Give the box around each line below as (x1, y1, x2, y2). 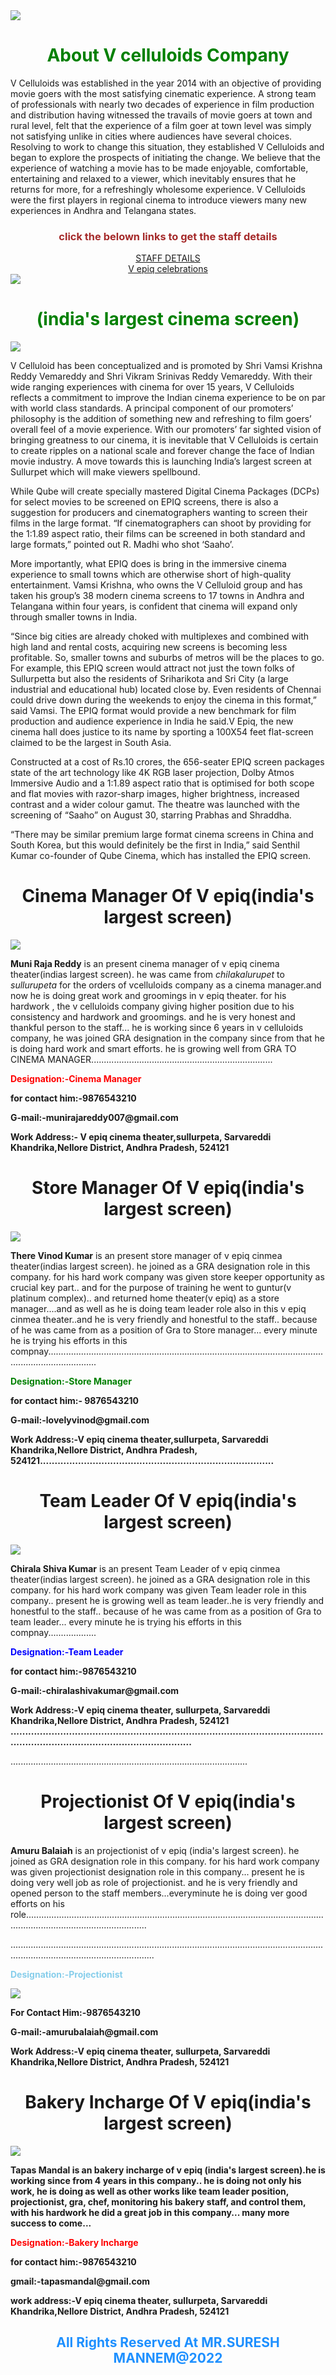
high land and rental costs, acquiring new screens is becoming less (10, 641, 288, 653)
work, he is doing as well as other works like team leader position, (10, 2185, 289, 2197)
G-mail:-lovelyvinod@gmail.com (10, 1414, 150, 1426)
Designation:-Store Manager (10, 1375, 132, 1388)
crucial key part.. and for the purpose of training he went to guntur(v (10, 1282, 292, 1294)
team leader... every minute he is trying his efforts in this (10, 1615, 242, 1628)
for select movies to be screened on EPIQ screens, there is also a (10, 496, 279, 508)
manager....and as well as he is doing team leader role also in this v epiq (10, 1303, 307, 1315)
